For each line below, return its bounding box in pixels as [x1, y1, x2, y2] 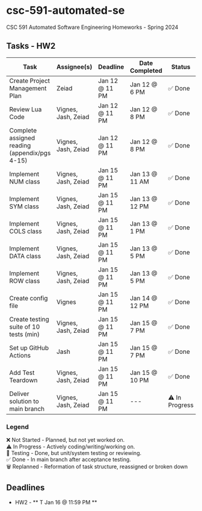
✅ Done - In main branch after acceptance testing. [6, 456, 131, 463]
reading [9, 141, 31, 149]
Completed [130, 66, 162, 75]
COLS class [9, 227, 42, 235]
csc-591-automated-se [6, 4, 125, 17]
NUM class [9, 177, 40, 185]
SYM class [9, 202, 39, 211]
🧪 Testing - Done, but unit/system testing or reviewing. [6, 450, 142, 457]
